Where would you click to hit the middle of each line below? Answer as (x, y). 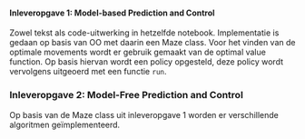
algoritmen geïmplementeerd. (65, 124)
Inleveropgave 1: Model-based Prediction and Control (112, 13)
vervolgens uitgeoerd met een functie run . (88, 72)
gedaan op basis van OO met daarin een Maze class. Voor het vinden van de (152, 43)
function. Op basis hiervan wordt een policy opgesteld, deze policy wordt (147, 62)
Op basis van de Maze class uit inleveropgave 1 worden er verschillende (144, 114)
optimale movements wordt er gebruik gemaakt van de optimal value (138, 52)
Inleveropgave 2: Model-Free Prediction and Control (126, 95)
